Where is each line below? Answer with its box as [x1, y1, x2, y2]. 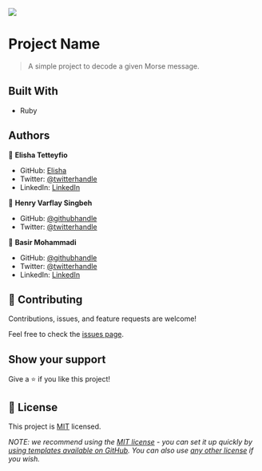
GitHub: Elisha [19, 165, 67, 175]
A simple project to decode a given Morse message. [27, 61, 200, 71]
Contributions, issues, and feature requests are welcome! [8, 314, 197, 323]
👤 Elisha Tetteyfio [8, 150, 68, 160]
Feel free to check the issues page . [8, 330, 124, 339]
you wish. [8, 454, 40, 463]
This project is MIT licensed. [8, 422, 101, 431]
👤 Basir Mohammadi [8, 237, 77, 247]
